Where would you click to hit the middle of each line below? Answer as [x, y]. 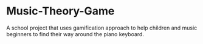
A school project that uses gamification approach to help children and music [102, 28]
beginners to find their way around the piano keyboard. [75, 34]
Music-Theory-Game [60, 11]
